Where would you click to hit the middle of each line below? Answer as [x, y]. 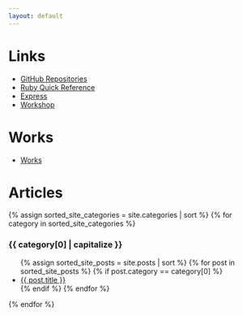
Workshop [37, 104]
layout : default [36, 16]
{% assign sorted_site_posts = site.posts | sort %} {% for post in [127, 262]
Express [34, 96]
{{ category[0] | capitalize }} [66, 245]
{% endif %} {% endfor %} [65, 288]
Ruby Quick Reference [58, 87]
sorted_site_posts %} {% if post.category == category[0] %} [121, 271]
